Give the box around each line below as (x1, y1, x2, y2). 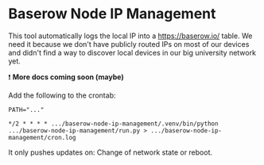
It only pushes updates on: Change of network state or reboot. (8, 148, 213, 157)
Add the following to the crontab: (8, 90, 116, 100)
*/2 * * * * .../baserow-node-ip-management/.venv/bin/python (8, 120, 219, 128)
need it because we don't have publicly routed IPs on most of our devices (8, 39, 250, 48)
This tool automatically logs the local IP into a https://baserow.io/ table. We (8, 31, 253, 40)
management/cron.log (8, 133, 77, 141)
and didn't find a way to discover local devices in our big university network (8, 48, 257, 57)
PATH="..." (8, 106, 45, 113)
